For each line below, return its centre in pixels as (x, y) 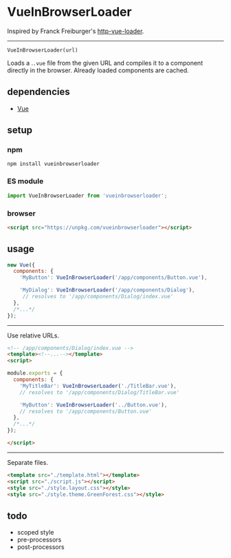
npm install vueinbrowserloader (53, 164)
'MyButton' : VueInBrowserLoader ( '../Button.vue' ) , (93, 405)
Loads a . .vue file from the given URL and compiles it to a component (105, 63)
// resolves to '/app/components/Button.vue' (86, 411)
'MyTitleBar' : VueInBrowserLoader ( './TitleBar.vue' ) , (98, 386)
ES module (25, 181)
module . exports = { (35, 373)
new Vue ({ (21, 265)
